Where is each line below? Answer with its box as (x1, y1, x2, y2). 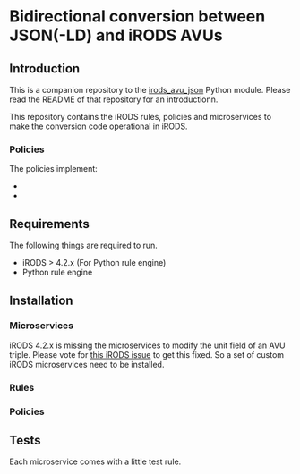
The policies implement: (9, 164, 99, 174)
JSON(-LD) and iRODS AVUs (9, 25, 223, 46)
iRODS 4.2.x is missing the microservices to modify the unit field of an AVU (9, 340, 286, 351)
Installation (9, 292, 73, 308)
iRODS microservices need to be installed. (9, 359, 165, 369)
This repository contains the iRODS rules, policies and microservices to (9, 112, 271, 122)
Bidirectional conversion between (9, 6, 266, 27)
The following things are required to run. (9, 240, 159, 251)
